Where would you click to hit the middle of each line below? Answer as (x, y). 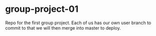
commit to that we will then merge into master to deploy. (63, 28)
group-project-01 (42, 9)
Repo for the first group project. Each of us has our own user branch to (78, 23)
